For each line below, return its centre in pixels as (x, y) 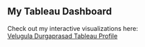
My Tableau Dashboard (59, 12)
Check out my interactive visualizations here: (73, 28)
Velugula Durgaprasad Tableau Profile (63, 36)
